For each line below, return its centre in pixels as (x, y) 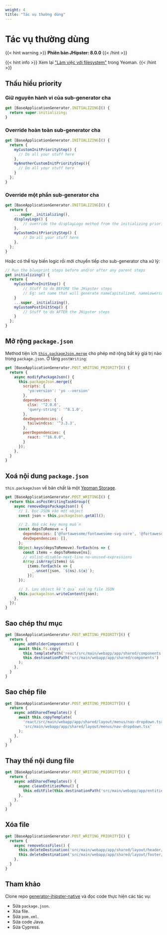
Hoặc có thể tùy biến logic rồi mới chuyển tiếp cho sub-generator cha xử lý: (83, 261)
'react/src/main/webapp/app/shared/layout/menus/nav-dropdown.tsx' (94, 722)
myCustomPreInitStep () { (40, 284)
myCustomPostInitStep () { (41, 307)
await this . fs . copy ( (40, 648)
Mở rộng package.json (39, 341)
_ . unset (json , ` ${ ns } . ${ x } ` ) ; (63, 571)
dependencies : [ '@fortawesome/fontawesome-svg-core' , (80, 534)
